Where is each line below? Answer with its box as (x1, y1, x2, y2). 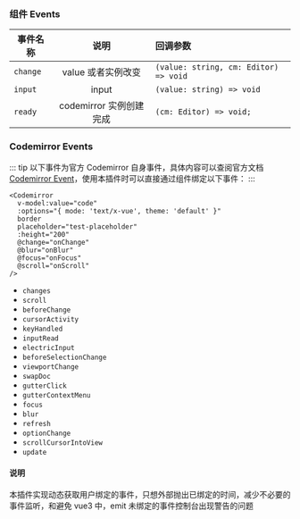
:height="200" (17, 230, 70, 239)
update (21, 448, 47, 456)
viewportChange (21, 362, 79, 372)
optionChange (21, 429, 71, 438)
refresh (21, 419, 51, 428)
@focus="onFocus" (17, 253, 82, 263)
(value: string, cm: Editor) (154, 63, 279, 72)
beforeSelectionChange (21, 353, 107, 362)
